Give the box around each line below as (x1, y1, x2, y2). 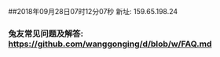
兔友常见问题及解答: (8, 28, 84, 39)
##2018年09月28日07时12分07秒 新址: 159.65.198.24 (8, 7, 178, 16)
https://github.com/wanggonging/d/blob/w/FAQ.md (8, 38, 212, 49)
